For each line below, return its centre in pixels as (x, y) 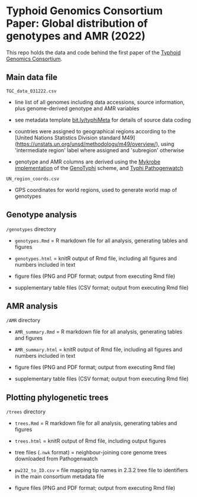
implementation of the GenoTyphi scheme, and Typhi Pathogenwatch (99, 168)
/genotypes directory (31, 229)
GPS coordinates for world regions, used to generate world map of (96, 190)
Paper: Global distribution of (77, 23)
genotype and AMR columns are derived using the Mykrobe (88, 162)
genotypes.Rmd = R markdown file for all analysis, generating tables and (101, 241)
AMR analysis (32, 306)
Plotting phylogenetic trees (57, 397)
